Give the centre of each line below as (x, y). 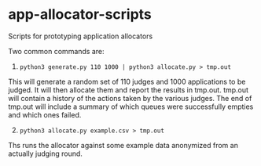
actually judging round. (45, 153)
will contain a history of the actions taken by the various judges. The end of (130, 98)
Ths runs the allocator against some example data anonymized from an (123, 145)
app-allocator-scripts (80, 14)
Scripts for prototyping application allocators (81, 36)
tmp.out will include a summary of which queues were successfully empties (131, 106)
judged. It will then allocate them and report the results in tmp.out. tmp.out (129, 90)
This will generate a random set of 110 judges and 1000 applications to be (127, 81)
